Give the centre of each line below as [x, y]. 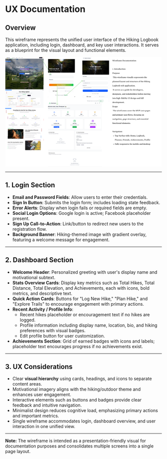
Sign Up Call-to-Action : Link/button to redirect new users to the [78, 224]
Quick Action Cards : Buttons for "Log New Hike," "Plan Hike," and [80, 299]
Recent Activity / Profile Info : [43, 309]
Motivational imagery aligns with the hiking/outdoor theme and [76, 389]
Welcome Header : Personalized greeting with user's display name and [85, 272]
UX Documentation [45, 9]
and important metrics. [36, 416]
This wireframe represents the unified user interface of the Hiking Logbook [82, 39]
